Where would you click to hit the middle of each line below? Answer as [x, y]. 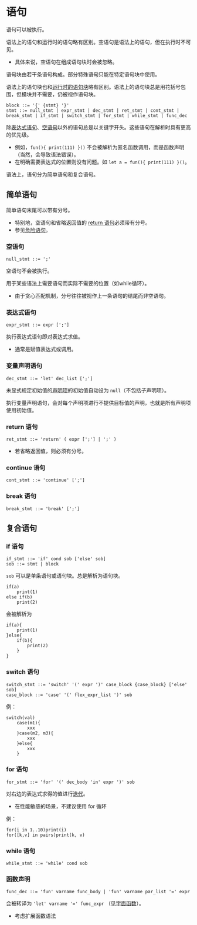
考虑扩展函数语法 [35, 916]
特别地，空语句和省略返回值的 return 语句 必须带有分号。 [82, 222]
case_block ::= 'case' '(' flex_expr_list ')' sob [69, 695]
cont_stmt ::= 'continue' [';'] [45, 480]
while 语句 [21, 851]
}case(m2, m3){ [35, 733]
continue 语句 [26, 467]
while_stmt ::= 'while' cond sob [47, 864]
